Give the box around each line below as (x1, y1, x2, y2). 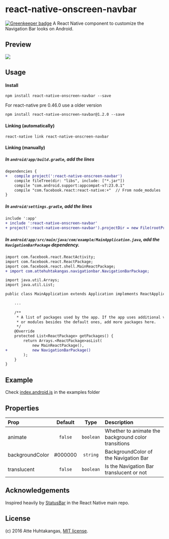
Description (105, 419, 134, 426)
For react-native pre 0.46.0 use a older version (5, 102, 102, 108)
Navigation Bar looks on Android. (5, 25, 74, 31)
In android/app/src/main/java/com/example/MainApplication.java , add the (5, 236, 160, 242)
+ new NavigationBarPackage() (5, 347, 92, 352)
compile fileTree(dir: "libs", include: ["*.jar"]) (14, 178, 125, 183)
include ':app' (5, 216, 37, 221)
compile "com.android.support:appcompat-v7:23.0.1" (14, 183, 125, 188)
